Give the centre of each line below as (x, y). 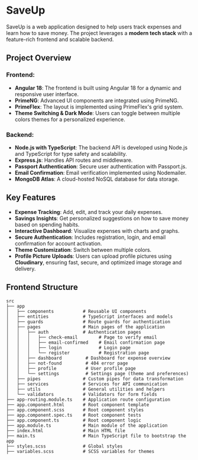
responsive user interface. (46, 94)
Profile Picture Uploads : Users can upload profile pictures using (93, 256)
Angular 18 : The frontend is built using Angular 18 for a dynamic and (98, 88)
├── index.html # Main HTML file (66, 430)
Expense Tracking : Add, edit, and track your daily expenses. (89, 212)
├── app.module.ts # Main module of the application (87, 425)
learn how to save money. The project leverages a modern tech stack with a (99, 33)
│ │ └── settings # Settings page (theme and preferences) (98, 373)
